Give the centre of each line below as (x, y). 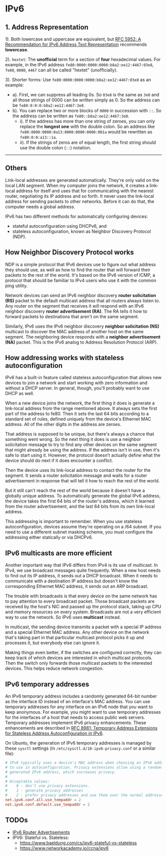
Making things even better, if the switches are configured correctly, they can (83, 653)
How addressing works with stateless (65, 358)
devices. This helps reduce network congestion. (54, 668)
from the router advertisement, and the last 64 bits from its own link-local (80, 506)
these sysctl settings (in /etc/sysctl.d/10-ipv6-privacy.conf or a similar (81, 748)
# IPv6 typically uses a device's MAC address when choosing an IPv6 (79, 763)
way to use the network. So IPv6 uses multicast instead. (63, 617)
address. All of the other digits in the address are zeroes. (63, 425)
